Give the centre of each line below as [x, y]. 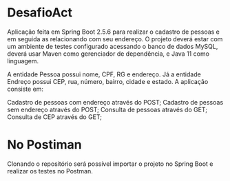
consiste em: [25, 89]
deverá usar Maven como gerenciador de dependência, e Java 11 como [108, 54]
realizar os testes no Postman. [50, 171]
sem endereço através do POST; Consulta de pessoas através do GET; [107, 109]
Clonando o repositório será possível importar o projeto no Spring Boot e [110, 164]
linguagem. [23, 61]
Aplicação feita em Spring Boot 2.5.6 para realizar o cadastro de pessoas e [114, 32]
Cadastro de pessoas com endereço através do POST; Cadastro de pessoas [115, 102]
